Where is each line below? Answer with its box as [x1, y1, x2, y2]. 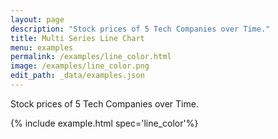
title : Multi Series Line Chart [10, 33, 145, 43]
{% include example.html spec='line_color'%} [10, 117, 199, 129]
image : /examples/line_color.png [10, 61, 150, 71]
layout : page [10, 14, 65, 25]
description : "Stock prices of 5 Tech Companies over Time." [10, 24, 271, 34]
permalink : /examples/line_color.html [10, 52, 172, 62]
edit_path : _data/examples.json [10, 71, 145, 81]
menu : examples [10, 42, 74, 53]
